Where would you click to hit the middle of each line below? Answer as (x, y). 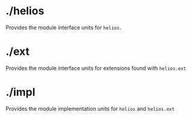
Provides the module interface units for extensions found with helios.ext (96, 68)
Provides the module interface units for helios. (64, 27)
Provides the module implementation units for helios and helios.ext (90, 108)
